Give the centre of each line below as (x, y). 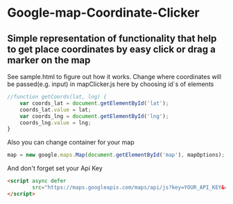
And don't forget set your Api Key (55, 169)
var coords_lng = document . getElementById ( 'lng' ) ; (94, 116)
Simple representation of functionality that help (112, 39)
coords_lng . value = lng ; (55, 123)
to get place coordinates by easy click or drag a (112, 49)
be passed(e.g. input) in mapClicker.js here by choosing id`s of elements (111, 84)
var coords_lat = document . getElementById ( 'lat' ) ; (94, 103)
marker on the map (49, 60)
